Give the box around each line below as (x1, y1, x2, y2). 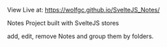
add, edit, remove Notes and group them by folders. (7, 32, 154, 40)
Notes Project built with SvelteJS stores (7, 19, 119, 27)
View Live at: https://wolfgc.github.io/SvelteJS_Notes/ (7, 6, 160, 14)
